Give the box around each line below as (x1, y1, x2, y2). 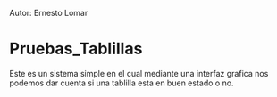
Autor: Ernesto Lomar (9, 8, 88, 18)
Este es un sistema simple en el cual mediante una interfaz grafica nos (9, 68, 269, 78)
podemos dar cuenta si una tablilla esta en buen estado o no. (9, 77, 234, 88)
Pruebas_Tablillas (9, 39, 143, 59)
